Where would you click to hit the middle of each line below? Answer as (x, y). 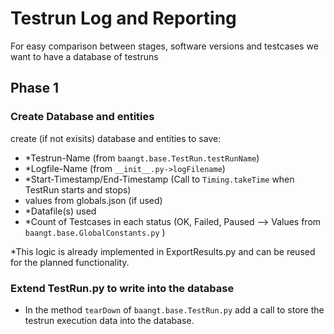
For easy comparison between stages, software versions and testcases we (164, 46)
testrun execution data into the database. (109, 320)
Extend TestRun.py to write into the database (122, 288)
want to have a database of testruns (84, 56)
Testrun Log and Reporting (123, 18)
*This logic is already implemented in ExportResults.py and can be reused (163, 251)
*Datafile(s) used (60, 211)
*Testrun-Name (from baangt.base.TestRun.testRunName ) (142, 158)
